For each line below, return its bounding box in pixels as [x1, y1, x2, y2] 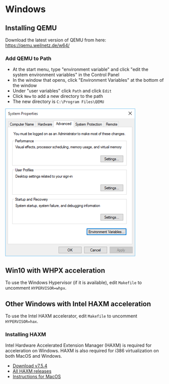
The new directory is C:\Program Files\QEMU [12, 98, 104, 104]
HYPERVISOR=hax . [5, 318, 39, 324]
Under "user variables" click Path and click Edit [12, 88, 112, 94]
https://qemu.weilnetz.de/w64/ [5, 42, 70, 48]
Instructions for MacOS [12, 373, 61, 379]
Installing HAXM [5, 331, 46, 338]
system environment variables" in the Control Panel [12, 72, 120, 78]
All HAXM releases [12, 368, 52, 374]
